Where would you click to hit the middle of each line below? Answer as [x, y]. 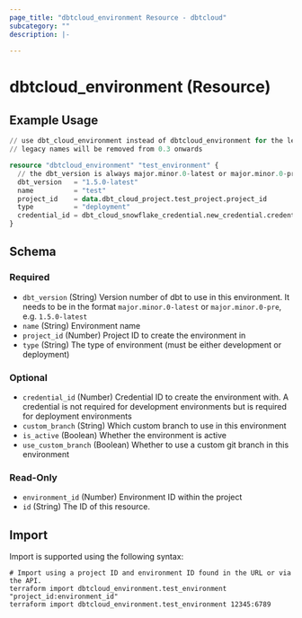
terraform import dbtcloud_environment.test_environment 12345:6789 [140, 605]
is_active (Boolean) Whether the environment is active [124, 435]
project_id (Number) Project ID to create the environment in [134, 335]
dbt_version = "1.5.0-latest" [78, 182]
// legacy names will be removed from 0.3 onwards [106, 149]
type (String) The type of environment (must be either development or [151, 344]
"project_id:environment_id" [64, 597]
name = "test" [62, 190]
